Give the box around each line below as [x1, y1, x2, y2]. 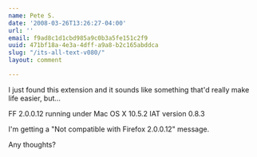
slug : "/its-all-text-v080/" [8, 49, 105, 57]
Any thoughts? [8, 139, 56, 149]
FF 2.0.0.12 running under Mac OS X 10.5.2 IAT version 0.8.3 [8, 108, 205, 118]
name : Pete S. [8, 11, 56, 20]
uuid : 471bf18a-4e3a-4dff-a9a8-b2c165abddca [8, 41, 159, 49]
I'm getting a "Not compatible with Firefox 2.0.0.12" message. [8, 124, 210, 134]
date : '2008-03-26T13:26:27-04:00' [8, 19, 127, 27]
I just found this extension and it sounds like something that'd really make [8, 84, 250, 94]
